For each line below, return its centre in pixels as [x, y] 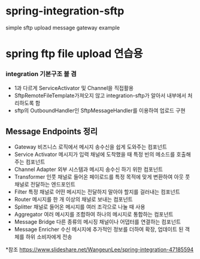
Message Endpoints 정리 [52, 131]
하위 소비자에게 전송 [49, 237]
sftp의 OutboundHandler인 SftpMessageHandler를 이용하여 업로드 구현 [100, 111]
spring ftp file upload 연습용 [74, 54]
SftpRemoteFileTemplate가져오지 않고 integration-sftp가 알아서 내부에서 [100, 96]
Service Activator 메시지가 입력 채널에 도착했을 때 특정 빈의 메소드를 [95, 155]
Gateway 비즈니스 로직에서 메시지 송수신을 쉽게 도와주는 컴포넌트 [90, 147]
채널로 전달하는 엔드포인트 [45, 185]
